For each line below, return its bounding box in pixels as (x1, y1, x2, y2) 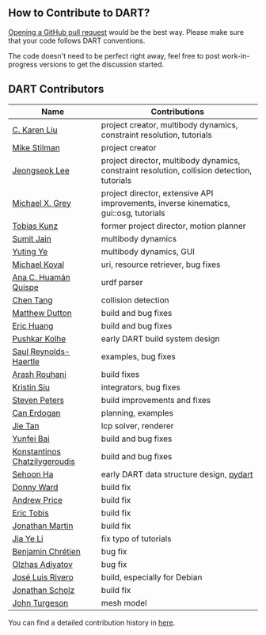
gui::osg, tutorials (101, 207, 165, 219)
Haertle (12, 356, 40, 367)
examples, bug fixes (101, 351, 176, 362)
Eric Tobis (12, 507, 49, 518)
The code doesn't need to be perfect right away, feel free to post (8, 51, 220, 60)
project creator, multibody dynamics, (101, 119, 238, 130)
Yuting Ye (12, 245, 48, 257)
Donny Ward (12, 481, 59, 492)
